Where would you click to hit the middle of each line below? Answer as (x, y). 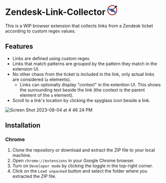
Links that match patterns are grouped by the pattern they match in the (85, 64)
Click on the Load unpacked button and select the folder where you (80, 171)
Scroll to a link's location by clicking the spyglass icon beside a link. (81, 100)
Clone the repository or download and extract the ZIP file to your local (83, 150)
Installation (23, 126)
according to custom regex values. (40, 31)
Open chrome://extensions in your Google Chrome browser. (73, 161)
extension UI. (26, 69)
